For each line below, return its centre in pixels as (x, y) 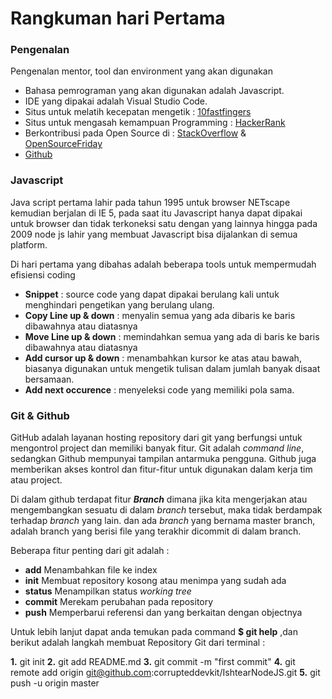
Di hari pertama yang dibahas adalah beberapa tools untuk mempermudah (163, 264)
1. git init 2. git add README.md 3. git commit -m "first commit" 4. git (153, 662)
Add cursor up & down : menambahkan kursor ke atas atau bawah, (163, 358)
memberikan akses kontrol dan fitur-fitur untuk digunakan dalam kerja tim (161, 469)
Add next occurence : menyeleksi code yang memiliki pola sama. (159, 389)
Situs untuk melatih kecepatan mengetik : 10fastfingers (138, 112)
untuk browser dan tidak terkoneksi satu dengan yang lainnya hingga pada (164, 223)
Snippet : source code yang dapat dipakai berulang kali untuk (152, 294)
